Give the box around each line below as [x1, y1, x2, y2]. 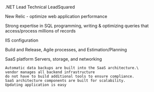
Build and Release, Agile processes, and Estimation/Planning [5, 47, 127, 52]
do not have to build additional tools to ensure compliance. [5, 74, 134, 79]
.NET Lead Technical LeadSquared [5, 4, 75, 10]
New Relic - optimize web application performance [5, 14, 108, 19]
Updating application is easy [5, 82, 67, 87]
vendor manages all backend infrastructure [5, 70, 95, 75]
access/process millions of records [5, 28, 76, 33]
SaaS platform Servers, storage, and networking [5, 56, 102, 62]
